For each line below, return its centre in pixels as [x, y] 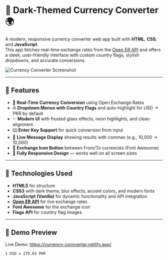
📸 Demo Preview [31, 232]
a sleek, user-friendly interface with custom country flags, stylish [72, 55]
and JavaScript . [22, 44]
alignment [23, 124]
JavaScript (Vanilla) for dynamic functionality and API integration [80, 196]
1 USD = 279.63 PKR [25, 254]
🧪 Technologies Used [39, 174]
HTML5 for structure [34, 185]
